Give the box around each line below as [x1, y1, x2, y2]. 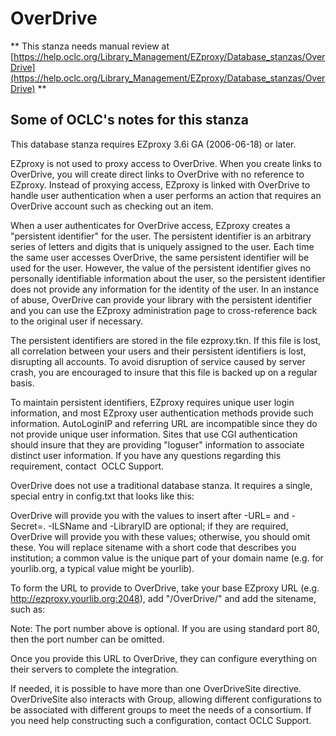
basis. [10, 377, 35, 389]
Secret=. [10, 520, 47, 532]
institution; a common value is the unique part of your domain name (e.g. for [10, 552, 324, 564]
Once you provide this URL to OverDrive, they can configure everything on [10, 652, 318, 664]
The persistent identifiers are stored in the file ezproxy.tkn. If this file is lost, [10, 334, 322, 346]
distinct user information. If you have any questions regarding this [10, 449, 282, 461]
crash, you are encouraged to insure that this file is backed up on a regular [10, 366, 318, 378]
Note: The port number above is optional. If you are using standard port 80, [10, 622, 320, 634]
